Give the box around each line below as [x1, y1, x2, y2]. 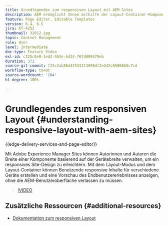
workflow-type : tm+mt [5, 68, 50, 73]
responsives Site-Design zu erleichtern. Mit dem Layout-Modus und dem [5, 161, 155, 167]
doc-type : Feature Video [5, 49, 57, 54]
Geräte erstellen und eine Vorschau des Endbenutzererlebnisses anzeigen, [5, 172, 159, 178]
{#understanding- [36, 114, 113, 125]
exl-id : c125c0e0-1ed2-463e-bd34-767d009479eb [5, 54, 104, 59]
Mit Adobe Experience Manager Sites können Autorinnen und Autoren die [5, 151, 156, 157]
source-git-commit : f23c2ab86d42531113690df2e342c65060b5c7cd [5, 63, 137, 68]
